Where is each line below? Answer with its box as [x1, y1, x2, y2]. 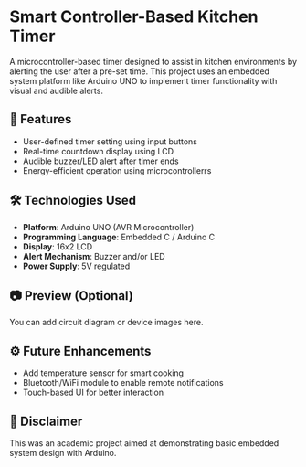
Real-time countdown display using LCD [22, 145, 174, 156]
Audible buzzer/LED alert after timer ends [22, 155, 180, 166]
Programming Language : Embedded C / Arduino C [22, 231, 216, 242]
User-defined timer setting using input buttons [22, 135, 198, 147]
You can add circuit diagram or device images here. [9, 317, 204, 328]
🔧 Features [9, 111, 72, 127]
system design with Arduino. [9, 448, 117, 458]
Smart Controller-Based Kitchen [9, 6, 259, 27]
